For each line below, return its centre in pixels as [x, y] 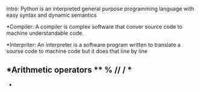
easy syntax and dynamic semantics [52, 15]
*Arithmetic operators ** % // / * [69, 70]
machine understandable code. [45, 33]
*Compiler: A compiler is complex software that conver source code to [94, 27]
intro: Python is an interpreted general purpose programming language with [100, 9]
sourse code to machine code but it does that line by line [77, 51]
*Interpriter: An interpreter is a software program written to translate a [94, 45]
